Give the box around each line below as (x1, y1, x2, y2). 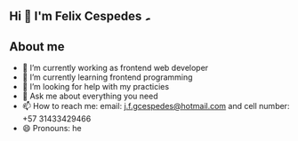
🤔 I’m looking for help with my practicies (21, 82, 170, 92)
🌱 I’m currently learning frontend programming (21, 72, 193, 82)
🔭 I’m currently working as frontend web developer (21, 63, 209, 74)
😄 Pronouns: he (21, 123, 82, 134)
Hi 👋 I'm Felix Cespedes (9, 9, 142, 24)
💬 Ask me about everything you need (21, 90, 158, 102)
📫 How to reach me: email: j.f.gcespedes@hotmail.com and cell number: (21, 101, 290, 112)
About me (9, 39, 65, 54)
